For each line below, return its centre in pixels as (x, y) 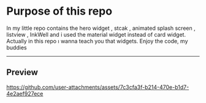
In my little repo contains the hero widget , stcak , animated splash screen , (101, 28)
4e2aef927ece (25, 93)
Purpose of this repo (59, 11)
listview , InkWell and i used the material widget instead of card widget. (96, 34)
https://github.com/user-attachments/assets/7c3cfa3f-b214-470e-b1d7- (98, 87)
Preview (22, 72)
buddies (17, 48)
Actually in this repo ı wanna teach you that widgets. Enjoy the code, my (97, 41)
